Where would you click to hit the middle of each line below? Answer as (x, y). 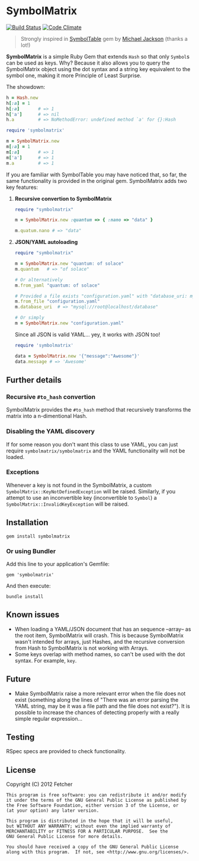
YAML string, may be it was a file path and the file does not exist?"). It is (102, 706)
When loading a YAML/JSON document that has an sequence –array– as (103, 629)
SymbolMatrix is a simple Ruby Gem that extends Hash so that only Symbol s (98, 56)
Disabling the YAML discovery (50, 432)
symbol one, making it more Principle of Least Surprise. (74, 75)
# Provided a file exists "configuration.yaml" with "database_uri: (101, 296)
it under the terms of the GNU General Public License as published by (96, 801)
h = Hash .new (22, 98)
